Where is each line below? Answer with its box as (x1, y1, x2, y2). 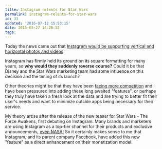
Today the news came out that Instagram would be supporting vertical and (5, 43, 155, 49)
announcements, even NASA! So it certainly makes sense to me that (5, 129, 142, 134)
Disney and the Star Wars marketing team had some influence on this (5, 68, 144, 74)
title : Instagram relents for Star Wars (5, 7, 89, 12)
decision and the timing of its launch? (5, 74, 80, 79)
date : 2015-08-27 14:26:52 (5, 25, 60, 30)
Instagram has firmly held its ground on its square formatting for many (5, 58, 146, 64)
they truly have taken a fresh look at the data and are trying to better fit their (5, 93, 158, 99)
